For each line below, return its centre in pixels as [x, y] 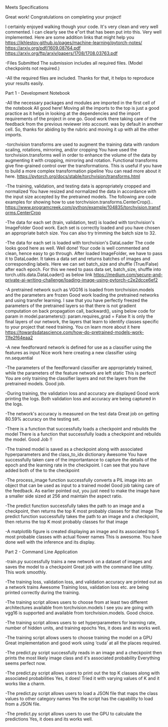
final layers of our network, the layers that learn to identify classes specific [82, 322]
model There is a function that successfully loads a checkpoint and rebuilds [83, 434]
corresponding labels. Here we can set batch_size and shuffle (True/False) [82, 264]
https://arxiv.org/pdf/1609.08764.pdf [43, 48]
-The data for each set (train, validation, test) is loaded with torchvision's [80, 222]
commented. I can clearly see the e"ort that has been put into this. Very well [83, 32]
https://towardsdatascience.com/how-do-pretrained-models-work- [74, 332]
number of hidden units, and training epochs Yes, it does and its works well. [83, 628]
